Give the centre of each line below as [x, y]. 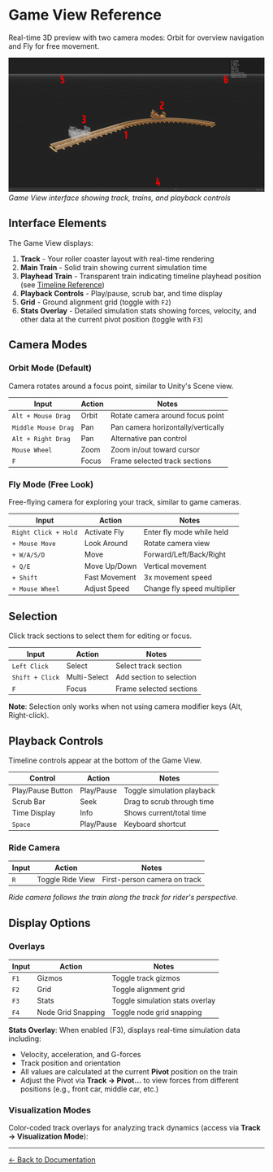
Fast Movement [110, 577]
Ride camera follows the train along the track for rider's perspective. [123, 898]
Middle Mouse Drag [43, 428]
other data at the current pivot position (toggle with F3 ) [111, 319]
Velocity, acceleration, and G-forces [80, 1055]
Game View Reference [85, 15]
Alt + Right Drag [41, 439]
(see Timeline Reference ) [63, 284]
